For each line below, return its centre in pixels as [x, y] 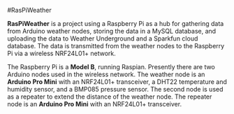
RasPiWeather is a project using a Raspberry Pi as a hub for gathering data [116, 23]
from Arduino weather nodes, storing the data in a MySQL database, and [112, 31]
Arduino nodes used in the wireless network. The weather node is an [106, 74]
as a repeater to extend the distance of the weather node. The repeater [110, 97]
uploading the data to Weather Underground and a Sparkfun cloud [103, 38]
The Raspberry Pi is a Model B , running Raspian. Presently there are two [111, 67]
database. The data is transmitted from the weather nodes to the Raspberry [116, 46]
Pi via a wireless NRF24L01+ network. [62, 53]
